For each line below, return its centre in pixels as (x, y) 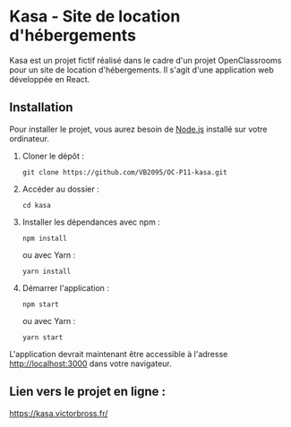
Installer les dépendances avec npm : (91, 222)
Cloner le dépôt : (53, 156)
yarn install (47, 271)
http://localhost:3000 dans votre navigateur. (90, 363)
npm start (41, 304)
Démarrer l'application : (66, 287)
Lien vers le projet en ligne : (88, 392)
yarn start (43, 337)
